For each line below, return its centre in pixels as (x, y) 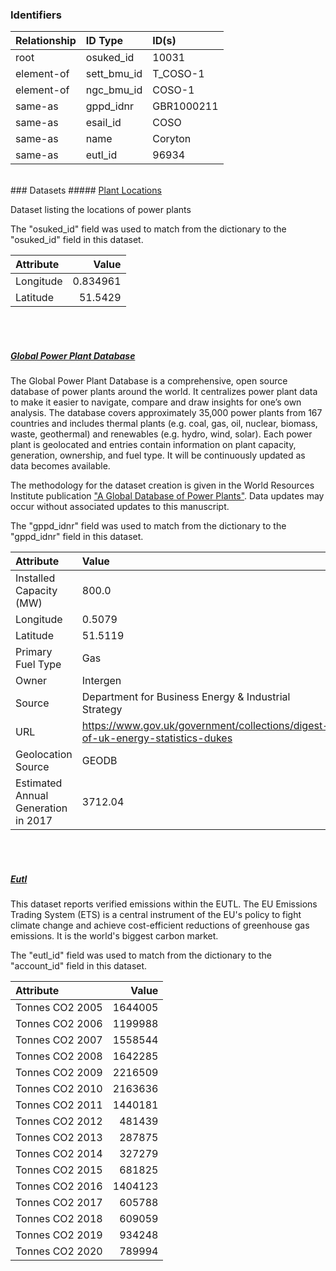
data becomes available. (60, 466)
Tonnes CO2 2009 (59, 1073)
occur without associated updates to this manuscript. (120, 507)
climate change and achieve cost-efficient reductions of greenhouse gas (160, 925)
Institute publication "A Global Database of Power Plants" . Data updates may (167, 496)
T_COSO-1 (178, 74)
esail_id (103, 123)
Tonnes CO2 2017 (59, 1203)
